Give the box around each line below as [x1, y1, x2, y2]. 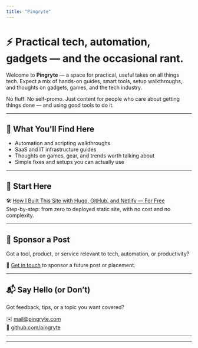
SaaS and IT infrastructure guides [14, 146, 97, 153]
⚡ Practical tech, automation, [6, 35, 151, 48]
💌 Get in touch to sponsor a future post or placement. [6, 262, 136, 268]
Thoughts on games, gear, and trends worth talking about [14, 152, 155, 159]
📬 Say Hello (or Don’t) [6, 285, 91, 295]
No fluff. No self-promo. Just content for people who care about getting [6, 95, 180, 102]
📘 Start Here [6, 181, 52, 191]
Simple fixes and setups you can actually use [14, 159, 125, 166]
